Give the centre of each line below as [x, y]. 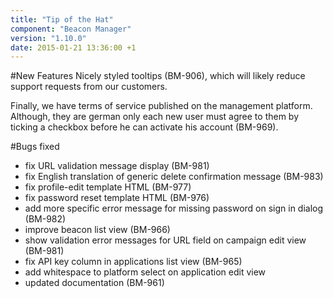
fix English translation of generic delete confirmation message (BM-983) [174, 177]
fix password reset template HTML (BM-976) [117, 198]
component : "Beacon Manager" [71, 29]
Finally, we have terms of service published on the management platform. [161, 106]
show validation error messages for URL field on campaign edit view [165, 240]
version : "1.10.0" [48, 38]
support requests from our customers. [89, 87]
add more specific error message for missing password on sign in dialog [174, 208]
